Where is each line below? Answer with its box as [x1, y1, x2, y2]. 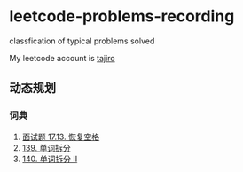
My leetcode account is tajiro [9, 52, 115, 63]
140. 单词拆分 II [21, 153, 78, 164]
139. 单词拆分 [21, 142, 71, 152]
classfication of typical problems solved [9, 35, 155, 46]
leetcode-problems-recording [9, 6, 235, 27]
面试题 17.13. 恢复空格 [21, 131, 100, 142]
